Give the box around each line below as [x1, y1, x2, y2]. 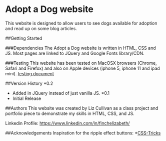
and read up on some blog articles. [5, 25, 77, 31]
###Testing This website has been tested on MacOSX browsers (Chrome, [5, 60, 157, 66]
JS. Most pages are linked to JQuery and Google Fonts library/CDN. [5, 50, 144, 56]
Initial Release [12, 95, 41, 101]
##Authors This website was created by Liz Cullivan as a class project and [5, 105, 158, 111]
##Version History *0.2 [5, 80, 53, 86]
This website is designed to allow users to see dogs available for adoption [5, 20, 157, 26]
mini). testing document [5, 70, 54, 76]
